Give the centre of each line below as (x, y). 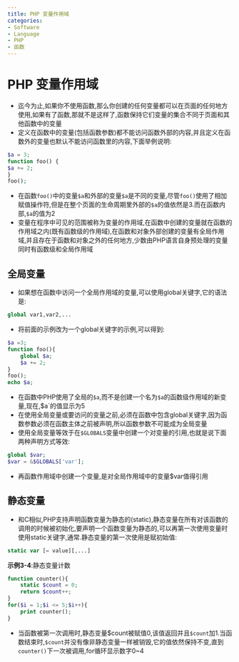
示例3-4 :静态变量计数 (39, 565)
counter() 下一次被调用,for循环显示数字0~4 (81, 651)
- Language (24, 34)
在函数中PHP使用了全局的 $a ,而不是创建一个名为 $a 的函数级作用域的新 (119, 397)
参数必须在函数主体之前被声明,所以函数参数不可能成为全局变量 (116, 424)
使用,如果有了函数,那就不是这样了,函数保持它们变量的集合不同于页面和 (120, 114)
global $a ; (36, 356)
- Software (24, 27)
